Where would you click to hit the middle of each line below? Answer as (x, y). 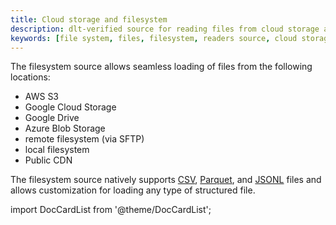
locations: (30, 77)
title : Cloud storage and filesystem (89, 19)
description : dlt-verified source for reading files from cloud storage (165, 29)
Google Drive (52, 118)
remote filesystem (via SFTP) (84, 139)
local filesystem (57, 150)
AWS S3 (42, 97)
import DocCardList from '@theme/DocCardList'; (111, 210)
